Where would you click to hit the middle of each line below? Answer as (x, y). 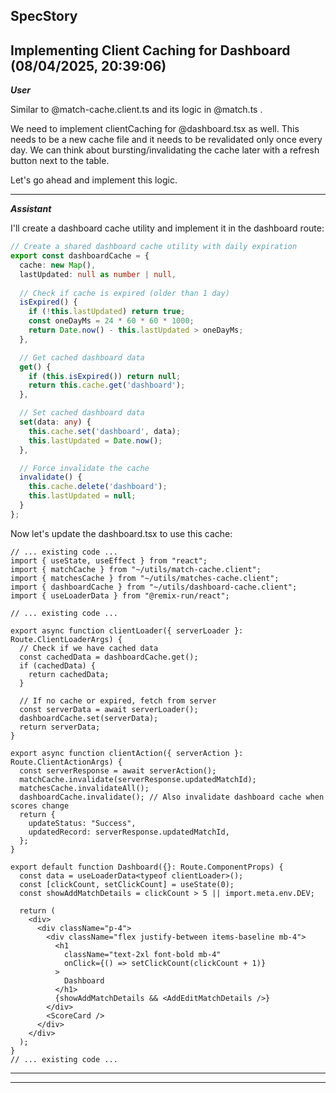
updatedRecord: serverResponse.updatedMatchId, (129, 832)
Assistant (31, 209)
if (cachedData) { (58, 665)
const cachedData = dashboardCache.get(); (109, 657)
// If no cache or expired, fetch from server (118, 700)
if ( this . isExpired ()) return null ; (105, 376)
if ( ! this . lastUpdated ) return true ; (107, 312)
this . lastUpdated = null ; (82, 496)
